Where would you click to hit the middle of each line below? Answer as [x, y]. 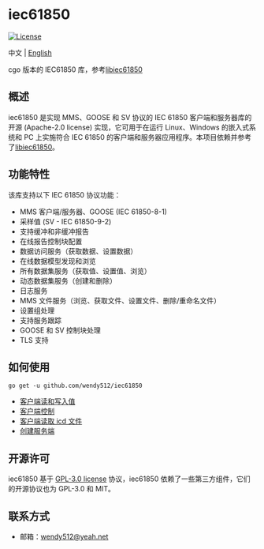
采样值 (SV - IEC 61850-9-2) [65, 221]
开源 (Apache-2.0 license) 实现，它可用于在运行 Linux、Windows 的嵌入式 [129, 127]
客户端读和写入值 [47, 401]
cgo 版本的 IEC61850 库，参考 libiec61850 [76, 70]
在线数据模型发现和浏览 [58, 261]
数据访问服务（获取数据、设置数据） [78, 251]
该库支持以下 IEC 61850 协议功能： [65, 194]
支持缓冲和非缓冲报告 [54, 231]
